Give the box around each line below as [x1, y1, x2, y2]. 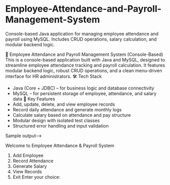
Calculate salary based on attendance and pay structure [12, 112, 131, 118]
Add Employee [12, 152, 44, 158]
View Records [12, 168, 42, 174]
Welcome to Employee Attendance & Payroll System [5, 142, 115, 148]
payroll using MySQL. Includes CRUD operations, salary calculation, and [5, 36, 157, 42]
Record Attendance [12, 158, 54, 164]
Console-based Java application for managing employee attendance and [5, 30, 159, 37]
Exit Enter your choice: [12, 174, 60, 180]
